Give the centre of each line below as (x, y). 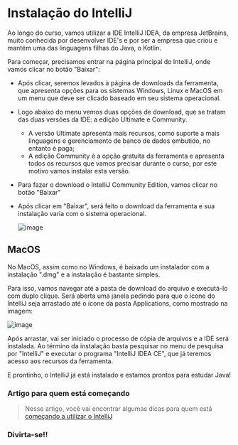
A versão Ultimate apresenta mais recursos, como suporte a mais (124, 133)
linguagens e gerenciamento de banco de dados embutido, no (119, 141)
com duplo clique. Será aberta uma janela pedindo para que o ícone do (111, 296)
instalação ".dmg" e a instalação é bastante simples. (84, 274)
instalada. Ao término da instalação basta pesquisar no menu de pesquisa (115, 345)
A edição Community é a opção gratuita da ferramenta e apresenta (126, 156)
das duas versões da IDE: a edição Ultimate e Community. (102, 119)
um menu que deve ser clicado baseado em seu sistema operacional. (119, 98)
